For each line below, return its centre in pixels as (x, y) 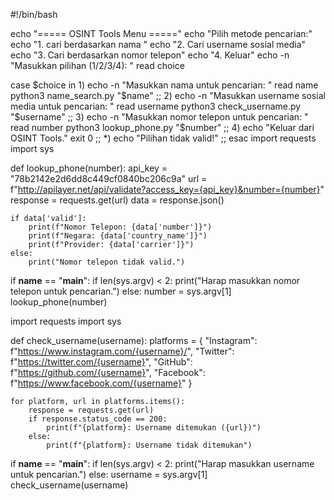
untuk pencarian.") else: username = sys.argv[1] (109, 474)
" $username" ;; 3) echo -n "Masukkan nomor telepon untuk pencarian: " (159, 117)
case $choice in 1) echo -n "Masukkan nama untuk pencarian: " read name (164, 85)
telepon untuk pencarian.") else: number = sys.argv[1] (121, 291)
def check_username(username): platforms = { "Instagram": (134, 340)
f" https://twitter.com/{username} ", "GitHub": (101, 362)
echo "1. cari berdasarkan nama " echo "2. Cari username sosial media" (158, 44)
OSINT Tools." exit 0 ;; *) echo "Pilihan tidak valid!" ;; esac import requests (163, 138)
